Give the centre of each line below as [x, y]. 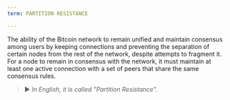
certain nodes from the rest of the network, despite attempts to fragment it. [114, 54]
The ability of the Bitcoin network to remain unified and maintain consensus [115, 39]
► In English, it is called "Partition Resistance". [91, 89]
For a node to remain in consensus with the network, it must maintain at [109, 61]
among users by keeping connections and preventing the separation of [108, 46]
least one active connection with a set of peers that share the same [103, 68]
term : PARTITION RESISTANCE [48, 13]
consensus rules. [32, 76]
